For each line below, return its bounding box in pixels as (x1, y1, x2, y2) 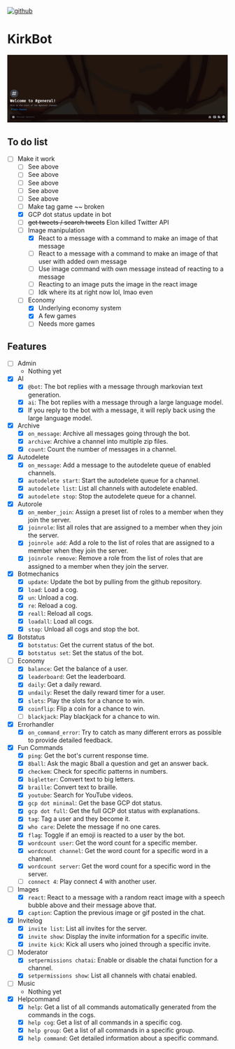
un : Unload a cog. (27, 593, 78, 602)
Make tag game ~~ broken (27, 202, 105, 211)
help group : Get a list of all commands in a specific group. (27, 1026, 195, 1034)
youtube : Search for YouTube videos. (27, 791, 134, 800)
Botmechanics (17, 569, 59, 578)
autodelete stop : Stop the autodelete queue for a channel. (27, 492, 197, 501)
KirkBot (7, 32, 52, 47)
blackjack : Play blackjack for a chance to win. (27, 712, 160, 720)
